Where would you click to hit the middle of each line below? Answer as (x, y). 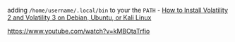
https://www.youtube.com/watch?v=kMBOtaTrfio (79, 31)
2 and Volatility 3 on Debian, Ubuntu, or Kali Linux (79, 17)
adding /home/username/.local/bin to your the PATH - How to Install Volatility (117, 10)
